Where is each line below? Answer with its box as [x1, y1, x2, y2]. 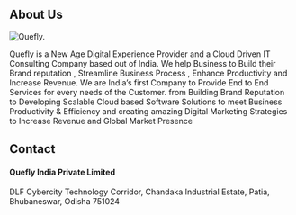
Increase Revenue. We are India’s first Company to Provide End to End [9, 76, 269, 88]
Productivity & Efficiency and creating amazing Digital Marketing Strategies [9, 105, 288, 116]
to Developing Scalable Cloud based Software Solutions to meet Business [9, 96, 283, 107]
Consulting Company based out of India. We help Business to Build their [9, 58, 276, 68]
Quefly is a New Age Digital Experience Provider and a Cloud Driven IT [9, 49, 271, 59]
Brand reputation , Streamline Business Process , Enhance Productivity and [9, 67, 288, 78]
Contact [9, 141, 56, 157]
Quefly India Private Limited [9, 166, 115, 177]
